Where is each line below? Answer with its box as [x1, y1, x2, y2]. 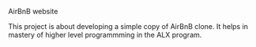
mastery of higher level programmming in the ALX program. [8, 31, 202, 39]
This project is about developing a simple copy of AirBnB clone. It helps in [8, 22, 249, 31]
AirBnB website [8, 7, 58, 16]
